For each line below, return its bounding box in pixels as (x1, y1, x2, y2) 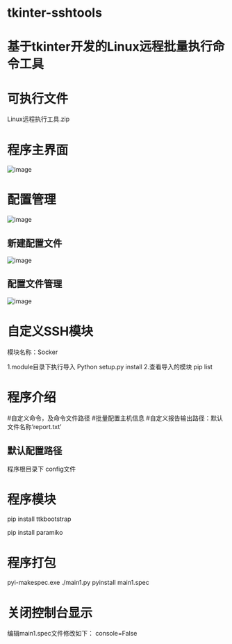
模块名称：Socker (7, 348, 58, 356)
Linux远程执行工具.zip (7, 115, 70, 123)
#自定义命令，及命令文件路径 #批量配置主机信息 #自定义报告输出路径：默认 (7, 414, 224, 422)
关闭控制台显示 (7, 605, 93, 620)
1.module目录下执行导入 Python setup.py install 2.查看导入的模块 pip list (7, 362, 213, 371)
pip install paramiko (7, 529, 63, 537)
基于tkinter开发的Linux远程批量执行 (7, 39, 213, 55)
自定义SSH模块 (7, 323, 94, 339)
